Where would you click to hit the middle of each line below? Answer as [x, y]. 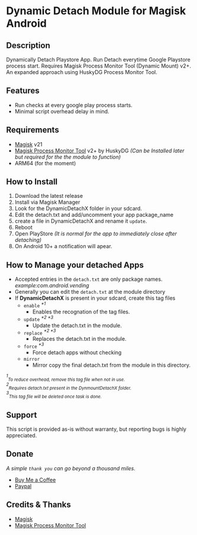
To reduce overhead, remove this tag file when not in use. [67, 379]
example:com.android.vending [52, 286]
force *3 [34, 346]
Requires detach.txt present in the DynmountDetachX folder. [70, 388]
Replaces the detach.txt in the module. [79, 339]
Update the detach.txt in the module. [77, 325]
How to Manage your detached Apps [75, 265]
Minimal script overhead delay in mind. [62, 111]
